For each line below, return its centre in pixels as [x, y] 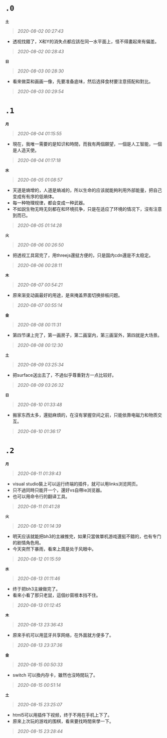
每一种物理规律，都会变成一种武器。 [50, 203]
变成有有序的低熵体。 [34, 196]
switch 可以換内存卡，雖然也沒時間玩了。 [55, 675]
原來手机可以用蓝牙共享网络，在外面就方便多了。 [63, 635]
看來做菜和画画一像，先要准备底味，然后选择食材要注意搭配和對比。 [83, 81]
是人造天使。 [26, 150]
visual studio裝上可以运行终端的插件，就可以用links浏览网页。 [76, 483]
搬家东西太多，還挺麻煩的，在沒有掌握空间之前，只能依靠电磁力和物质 [85, 415]
